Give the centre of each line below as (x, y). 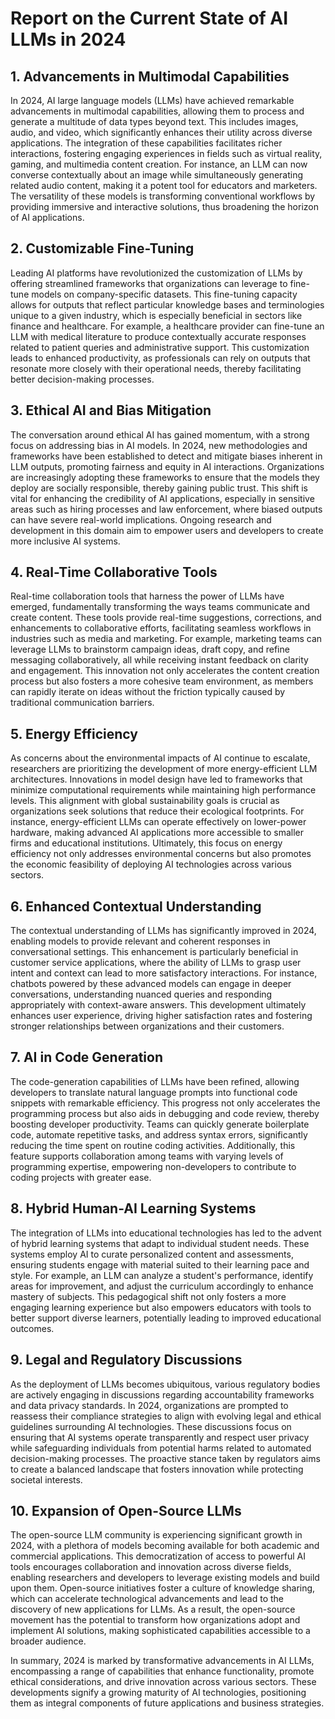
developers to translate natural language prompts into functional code (154, 1092)
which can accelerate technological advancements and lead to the (147, 1599)
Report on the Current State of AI (149, 18)
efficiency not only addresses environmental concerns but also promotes (161, 854)
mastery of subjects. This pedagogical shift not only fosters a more (148, 1296)
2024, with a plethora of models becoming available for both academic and (165, 1546)
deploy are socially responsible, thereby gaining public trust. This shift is (159, 488)
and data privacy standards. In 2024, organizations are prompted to (149, 1405)
